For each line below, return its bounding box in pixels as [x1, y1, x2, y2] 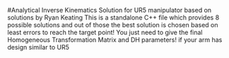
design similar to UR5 [7, 43, 69, 51]
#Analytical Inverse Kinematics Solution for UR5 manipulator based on [7, 6, 212, 14]
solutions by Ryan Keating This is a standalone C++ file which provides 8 [7, 13, 220, 22]
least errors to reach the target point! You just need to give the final [7, 28, 203, 36]
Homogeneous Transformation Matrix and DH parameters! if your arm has [7, 36, 223, 44]
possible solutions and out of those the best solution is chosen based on [7, 21, 218, 29]
